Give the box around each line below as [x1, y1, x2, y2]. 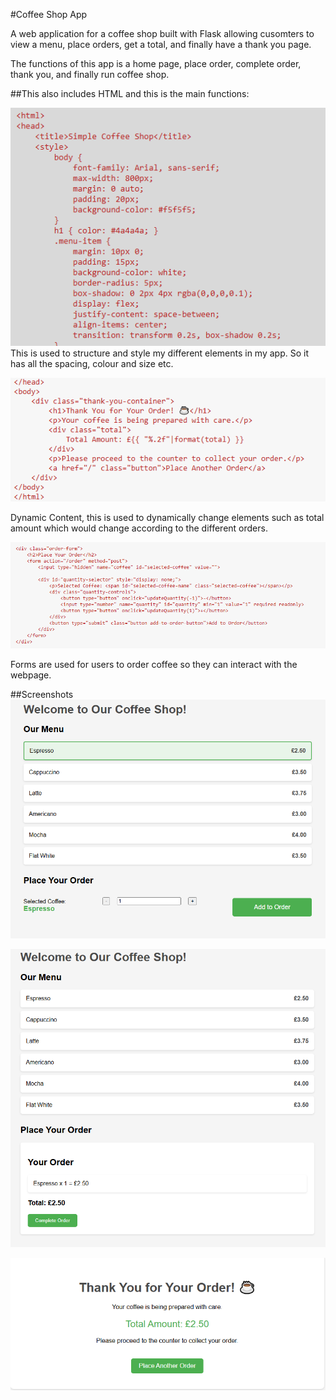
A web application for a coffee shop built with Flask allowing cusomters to [10, 28, 315, 39]
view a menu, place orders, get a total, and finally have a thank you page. [10, 39, 312, 50]
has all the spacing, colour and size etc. [10, 357, 174, 369]
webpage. [10, 669, 52, 681]
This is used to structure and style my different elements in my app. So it [10, 347, 309, 359]
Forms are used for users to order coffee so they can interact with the [10, 658, 298, 670]
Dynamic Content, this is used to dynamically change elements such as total [10, 512, 325, 524]
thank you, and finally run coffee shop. [10, 69, 170, 80]
